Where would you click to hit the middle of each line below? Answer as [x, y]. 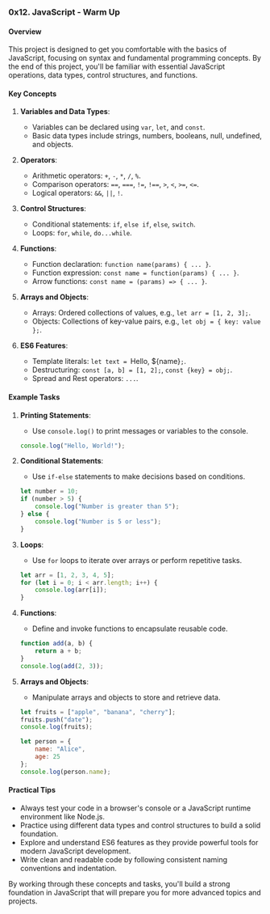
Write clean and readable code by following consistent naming [124, 859]
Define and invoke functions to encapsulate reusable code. [130, 628]
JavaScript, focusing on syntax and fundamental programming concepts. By [135, 58]
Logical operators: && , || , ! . [77, 193]
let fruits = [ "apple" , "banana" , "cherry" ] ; [98, 712]
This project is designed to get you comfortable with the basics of [118, 49]
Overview [25, 32]
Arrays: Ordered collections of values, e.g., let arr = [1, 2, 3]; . [141, 313]
